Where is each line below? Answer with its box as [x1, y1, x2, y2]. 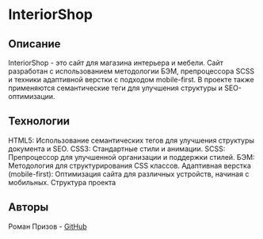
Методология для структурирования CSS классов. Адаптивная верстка [8, 161, 252, 170]
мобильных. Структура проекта [8, 177, 116, 187]
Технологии [8, 115, 70, 128]
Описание [8, 37, 61, 51]
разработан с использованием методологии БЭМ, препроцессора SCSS [8, 66, 255, 76]
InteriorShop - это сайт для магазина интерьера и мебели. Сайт [8, 58, 224, 67]
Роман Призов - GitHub [8, 222, 87, 231]
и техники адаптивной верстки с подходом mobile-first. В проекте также [8, 75, 255, 84]
